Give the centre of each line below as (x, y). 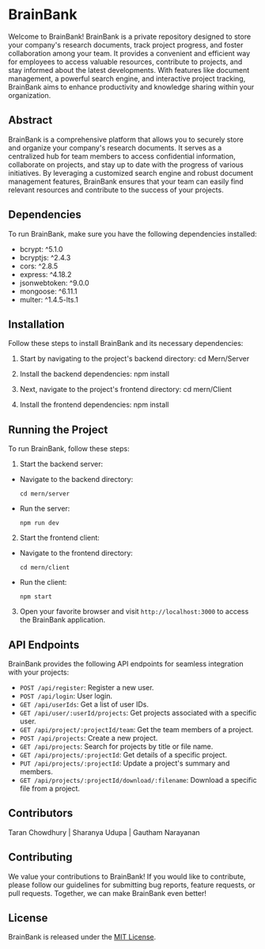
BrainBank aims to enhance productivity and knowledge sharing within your (131, 87)
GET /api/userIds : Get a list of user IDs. (84, 704)
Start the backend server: (61, 464)
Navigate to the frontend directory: (76, 553)
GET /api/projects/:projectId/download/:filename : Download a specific (138, 780)
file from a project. (50, 788)
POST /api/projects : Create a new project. (89, 738)
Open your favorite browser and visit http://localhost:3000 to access (134, 612)
